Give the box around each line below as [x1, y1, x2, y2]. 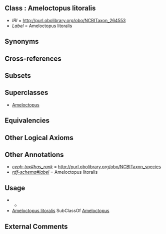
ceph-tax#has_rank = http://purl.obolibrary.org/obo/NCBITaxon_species [11, 164, 161, 170]
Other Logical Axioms [4, 133, 73, 142]
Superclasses [4, 88, 48, 97]
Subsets [4, 71, 31, 80]
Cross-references [4, 54, 62, 63]
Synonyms [4, 37, 39, 46]
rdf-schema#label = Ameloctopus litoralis [11, 169, 98, 175]
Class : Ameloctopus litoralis [4, 4, 96, 13]
